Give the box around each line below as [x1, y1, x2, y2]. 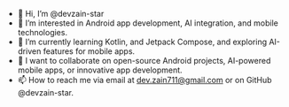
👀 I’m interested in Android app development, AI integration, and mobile [17, 18, 279, 28]
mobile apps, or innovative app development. [17, 65, 184, 75]
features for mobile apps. [43, 46, 136, 57]
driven [17, 46, 42, 57]
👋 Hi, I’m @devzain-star [17, 9, 105, 19]
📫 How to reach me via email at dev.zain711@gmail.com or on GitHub [17, 75, 272, 85]
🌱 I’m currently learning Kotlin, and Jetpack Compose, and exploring [17, 36, 268, 47]
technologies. [17, 27, 68, 37]
